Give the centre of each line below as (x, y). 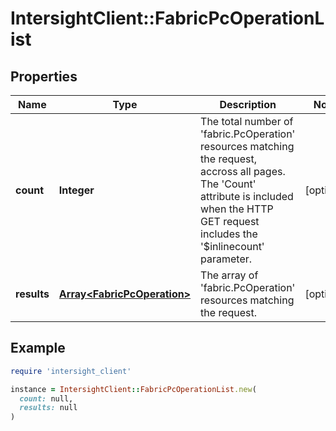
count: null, (46, 398)
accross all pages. (243, 171)
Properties (44, 76)
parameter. (226, 259)
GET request (230, 221)
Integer (76, 190)
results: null (48, 408)
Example (38, 348)
